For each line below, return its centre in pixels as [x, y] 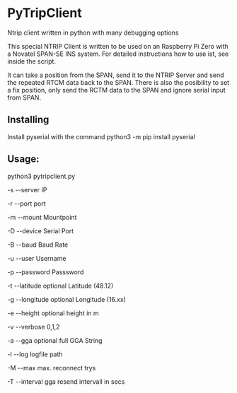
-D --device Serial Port [41, 230]
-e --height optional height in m [53, 313]
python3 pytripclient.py [41, 176]
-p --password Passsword [46, 272]
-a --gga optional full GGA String [55, 340]
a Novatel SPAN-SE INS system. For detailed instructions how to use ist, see [118, 54]
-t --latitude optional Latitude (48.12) [60, 286]
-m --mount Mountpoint [42, 217]
